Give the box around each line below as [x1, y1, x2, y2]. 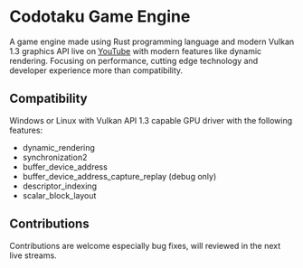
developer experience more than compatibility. [9, 65, 184, 76]
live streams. [9, 250, 57, 261]
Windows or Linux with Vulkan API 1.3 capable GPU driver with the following [9, 115, 293, 125]
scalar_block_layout [22, 189, 97, 200]
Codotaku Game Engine [9, 6, 191, 27]
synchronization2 [22, 152, 88, 162]
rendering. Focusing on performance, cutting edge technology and [9, 55, 259, 66]
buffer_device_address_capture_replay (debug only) [22, 171, 217, 181]
